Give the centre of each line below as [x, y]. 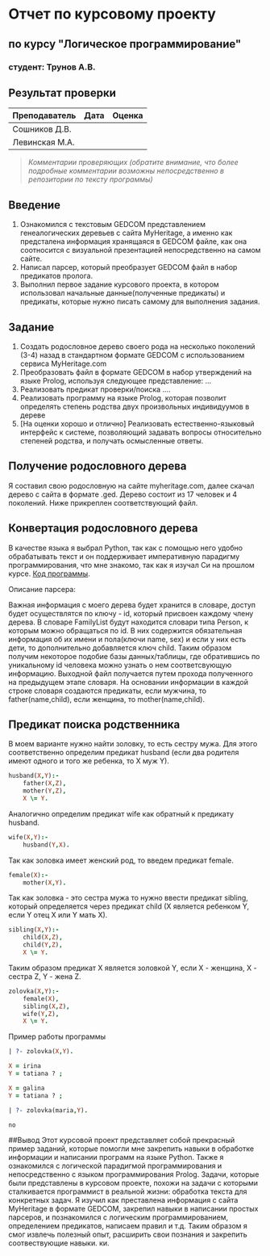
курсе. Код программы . [49, 573]
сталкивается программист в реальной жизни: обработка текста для [128, 1191]
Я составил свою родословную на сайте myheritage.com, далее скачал [131, 485]
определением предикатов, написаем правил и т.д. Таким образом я [128, 1226]
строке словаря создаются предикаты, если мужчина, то [108, 691]
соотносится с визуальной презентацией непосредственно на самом [140, 250]
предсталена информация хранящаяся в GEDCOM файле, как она [133, 242]
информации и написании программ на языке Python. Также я [116, 1157]
